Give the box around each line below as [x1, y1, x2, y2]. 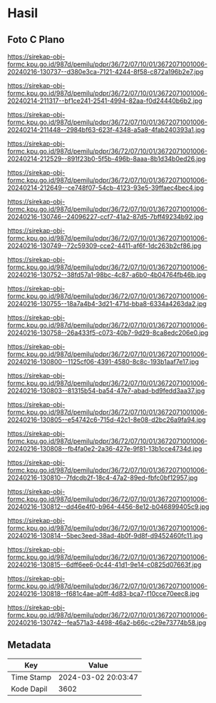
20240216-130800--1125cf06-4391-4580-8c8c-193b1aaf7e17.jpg [7, 358, 200, 365]
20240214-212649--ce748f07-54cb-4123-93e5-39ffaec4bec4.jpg [7, 183, 205, 192]
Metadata [7, 639, 51, 651]
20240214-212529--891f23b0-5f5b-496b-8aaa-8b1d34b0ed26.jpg [7, 155, 206, 163]
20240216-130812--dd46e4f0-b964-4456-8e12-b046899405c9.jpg [7, 502, 210, 511]
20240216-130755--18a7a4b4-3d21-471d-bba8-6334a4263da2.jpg [7, 300, 207, 308]
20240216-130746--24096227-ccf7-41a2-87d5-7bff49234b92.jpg [7, 213, 204, 221]
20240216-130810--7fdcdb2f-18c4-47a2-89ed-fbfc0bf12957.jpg [7, 473, 198, 482]
